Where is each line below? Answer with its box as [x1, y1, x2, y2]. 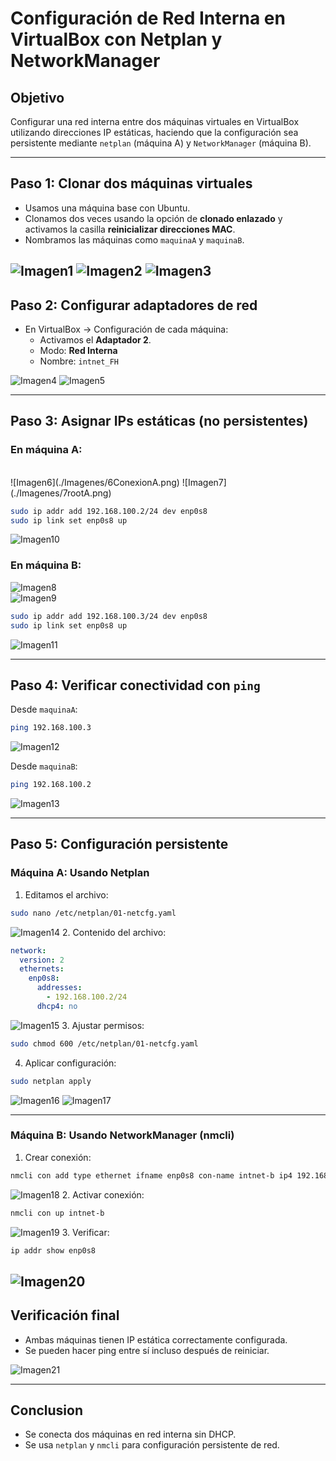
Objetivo [10, 89, 65, 106]
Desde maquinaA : [10, 703, 78, 716]
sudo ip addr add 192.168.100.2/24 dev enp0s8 [10, 506, 208, 516]
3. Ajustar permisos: [61, 1019, 145, 1031]
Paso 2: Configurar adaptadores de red [10, 297, 258, 314]
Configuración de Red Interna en [10, 7, 286, 30]
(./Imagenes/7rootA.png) [10, 487, 112, 499]
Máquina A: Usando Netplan [10, 866, 150, 880]
